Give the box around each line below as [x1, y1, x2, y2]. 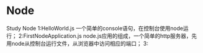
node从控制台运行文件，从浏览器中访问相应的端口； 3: [11, 40, 149, 47]
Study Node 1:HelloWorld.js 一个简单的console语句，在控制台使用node [6, 24, 183, 32]
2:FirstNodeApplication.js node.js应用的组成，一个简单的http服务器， [18, 32, 192, 40]
